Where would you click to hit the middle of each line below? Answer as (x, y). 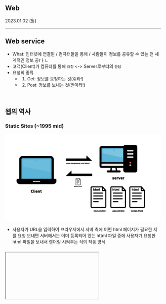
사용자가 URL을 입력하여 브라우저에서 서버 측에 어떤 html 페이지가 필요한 (82, 229)
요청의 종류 (23, 72)
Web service (25, 41)
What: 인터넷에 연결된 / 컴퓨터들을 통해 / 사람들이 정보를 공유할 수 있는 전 (83, 54)
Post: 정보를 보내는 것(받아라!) (56, 85)
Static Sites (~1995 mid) (35, 126)
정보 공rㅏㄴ (37, 60)
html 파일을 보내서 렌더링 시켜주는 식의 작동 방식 (59, 242)
